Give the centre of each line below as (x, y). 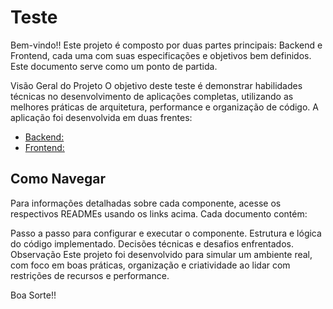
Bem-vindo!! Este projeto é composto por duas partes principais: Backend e (166, 45)
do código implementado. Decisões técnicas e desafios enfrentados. (152, 243)
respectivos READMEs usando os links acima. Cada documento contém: (159, 213)
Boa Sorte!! (33, 295)
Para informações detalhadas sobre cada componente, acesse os (146, 203)
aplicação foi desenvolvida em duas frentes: (101, 117)
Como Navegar (58, 179)
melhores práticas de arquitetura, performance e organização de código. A (164, 107)
